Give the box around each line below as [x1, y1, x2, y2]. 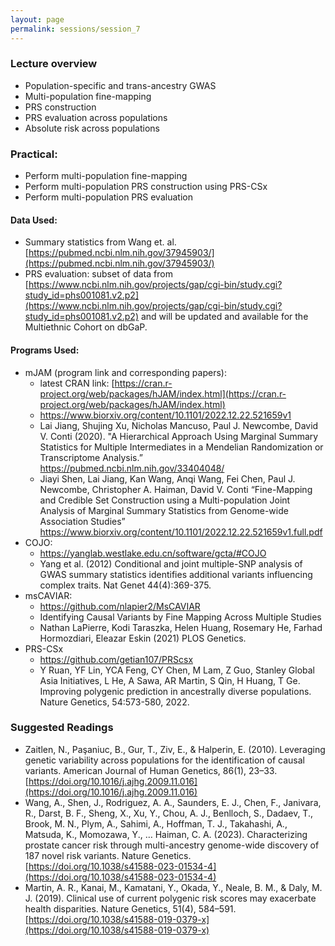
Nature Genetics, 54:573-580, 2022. [39, 696, 190, 708]
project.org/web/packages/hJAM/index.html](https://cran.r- [39, 387, 287, 400]
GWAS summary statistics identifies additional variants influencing [39, 568, 313, 580]
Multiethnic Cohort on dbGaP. [24, 321, 148, 333]
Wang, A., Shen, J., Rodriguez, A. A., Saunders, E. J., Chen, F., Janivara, [24, 796, 322, 808]
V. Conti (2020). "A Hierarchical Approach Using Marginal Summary [39, 430, 319, 442]
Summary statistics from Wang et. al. [24, 236, 177, 248]
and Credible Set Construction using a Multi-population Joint [39, 494, 291, 506]
